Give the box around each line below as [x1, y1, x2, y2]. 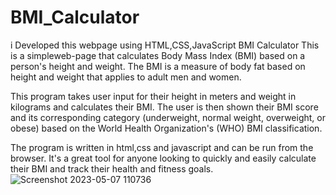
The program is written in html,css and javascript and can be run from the [10, 141, 314, 153]
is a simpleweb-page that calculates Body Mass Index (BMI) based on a [10, 49, 306, 61]
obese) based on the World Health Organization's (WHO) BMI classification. [10, 122, 323, 134]
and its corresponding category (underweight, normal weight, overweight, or [10, 111, 326, 123]
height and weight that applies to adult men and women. [10, 71, 242, 83]
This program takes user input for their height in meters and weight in [10, 90, 297, 102]
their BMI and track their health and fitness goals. [10, 162, 214, 175]
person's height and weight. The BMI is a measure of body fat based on [10, 60, 306, 72]
